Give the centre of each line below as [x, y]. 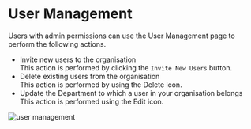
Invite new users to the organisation [78, 59]
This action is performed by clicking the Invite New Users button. [126, 67]
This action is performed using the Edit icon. [92, 101]
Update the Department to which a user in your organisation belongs [131, 93]
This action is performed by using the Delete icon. [101, 85]
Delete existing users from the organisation [90, 76]
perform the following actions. [57, 44]
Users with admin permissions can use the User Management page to [122, 36]
